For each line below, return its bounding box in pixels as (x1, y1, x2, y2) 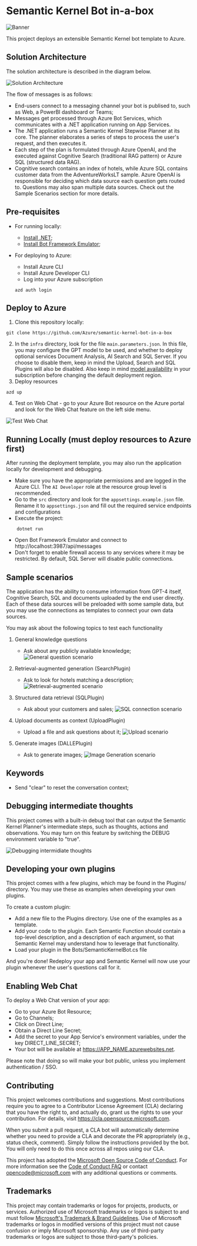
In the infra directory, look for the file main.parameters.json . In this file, (14, 340, 188, 347)
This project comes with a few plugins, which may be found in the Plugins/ (6, 880, 186, 887)
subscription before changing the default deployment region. (14, 372, 163, 379)
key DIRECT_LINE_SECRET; (14, 1040, 81, 1047)
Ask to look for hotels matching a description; (23, 676, 134, 683)
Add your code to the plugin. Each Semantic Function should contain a (14, 928, 185, 935)
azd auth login (14, 287, 52, 293)
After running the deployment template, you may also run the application (6, 459, 182, 466)
